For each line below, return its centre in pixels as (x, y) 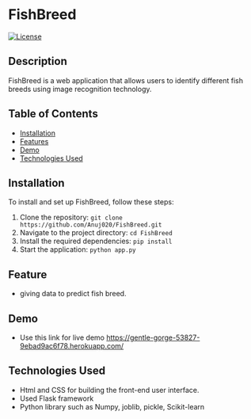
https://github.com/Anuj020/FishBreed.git (91, 225)
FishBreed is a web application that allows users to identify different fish (126, 80)
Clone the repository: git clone (71, 217)
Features (34, 141)
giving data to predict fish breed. (73, 294)
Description (38, 61)
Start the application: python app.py (78, 249)
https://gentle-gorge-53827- (153, 337)
